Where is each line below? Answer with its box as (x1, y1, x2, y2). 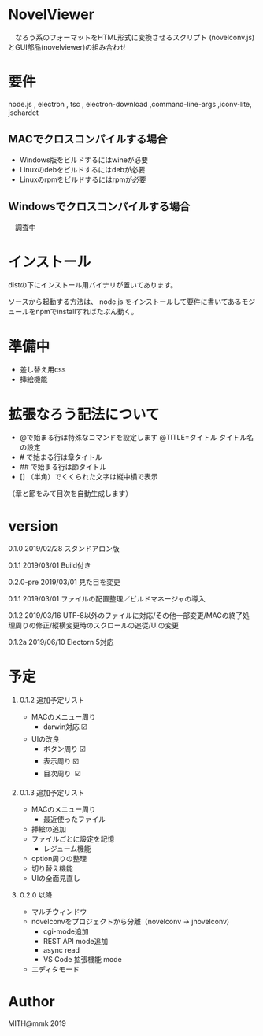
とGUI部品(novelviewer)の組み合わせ (8, 42, 128, 52)
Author (8, 993, 55, 1011)
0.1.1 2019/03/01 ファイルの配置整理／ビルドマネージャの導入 (8, 594, 206, 604)
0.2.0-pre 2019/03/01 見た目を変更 (8, 577, 120, 587)
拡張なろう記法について (8, 405, 160, 423)
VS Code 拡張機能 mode (43, 955, 122, 964)
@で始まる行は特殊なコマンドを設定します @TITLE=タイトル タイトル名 (19, 433, 254, 442)
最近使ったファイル (43, 815, 106, 824)
